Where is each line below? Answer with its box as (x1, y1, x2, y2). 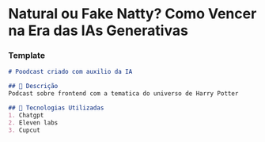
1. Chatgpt (8, 111, 44, 119)
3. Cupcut (8, 126, 41, 134)
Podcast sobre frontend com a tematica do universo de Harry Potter (8, 90, 239, 98)
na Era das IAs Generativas (8, 21, 188, 40)
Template (8, 50, 46, 61)
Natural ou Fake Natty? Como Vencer (8, 5, 257, 23)
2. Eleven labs (8, 118, 59, 127)
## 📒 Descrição (8, 83, 59, 90)
